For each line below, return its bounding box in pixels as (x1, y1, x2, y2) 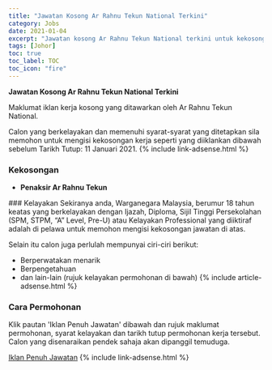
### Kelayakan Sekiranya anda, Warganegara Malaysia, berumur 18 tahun (8, 198, 255, 208)
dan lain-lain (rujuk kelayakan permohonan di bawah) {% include (19, 273, 236, 283)
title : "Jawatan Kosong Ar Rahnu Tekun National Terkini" (8, 11, 208, 20)
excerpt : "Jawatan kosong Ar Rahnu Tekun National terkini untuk (8, 34, 233, 43)
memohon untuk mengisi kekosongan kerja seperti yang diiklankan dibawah (8, 135, 261, 145)
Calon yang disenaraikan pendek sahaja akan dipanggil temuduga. (8, 337, 231, 347)
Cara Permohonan (8, 301, 82, 313)
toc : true (8, 49, 42, 57)
